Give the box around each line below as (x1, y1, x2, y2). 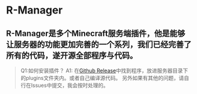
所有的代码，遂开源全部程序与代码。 (6, 51, 138, 61)
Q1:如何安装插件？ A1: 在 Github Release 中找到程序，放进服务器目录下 (20, 67, 188, 74)
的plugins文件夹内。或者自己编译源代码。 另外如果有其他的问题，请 (20, 75, 184, 81)
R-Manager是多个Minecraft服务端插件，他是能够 (6, 28, 185, 38)
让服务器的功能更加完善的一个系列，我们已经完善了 (6, 39, 192, 49)
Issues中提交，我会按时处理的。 (31, 82, 109, 89)
